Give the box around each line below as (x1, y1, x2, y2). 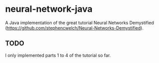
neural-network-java (5, 3, 93, 15)
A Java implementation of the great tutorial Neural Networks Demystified (5, 20, 154, 26)
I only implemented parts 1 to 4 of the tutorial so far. (5, 52, 111, 58)
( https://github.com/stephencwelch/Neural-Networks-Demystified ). (5, 25, 144, 31)
